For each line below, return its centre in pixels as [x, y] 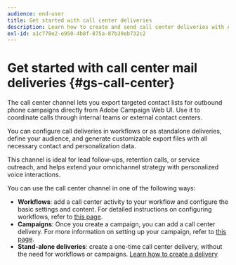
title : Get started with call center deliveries [80, 20]
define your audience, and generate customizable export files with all [107, 138]
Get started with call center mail [103, 68]
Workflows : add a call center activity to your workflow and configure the [123, 202]
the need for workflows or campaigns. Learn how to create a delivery [118, 254]
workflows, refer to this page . [60, 217]
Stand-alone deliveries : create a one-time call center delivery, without [120, 247]
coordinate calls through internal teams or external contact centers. [105, 117]
